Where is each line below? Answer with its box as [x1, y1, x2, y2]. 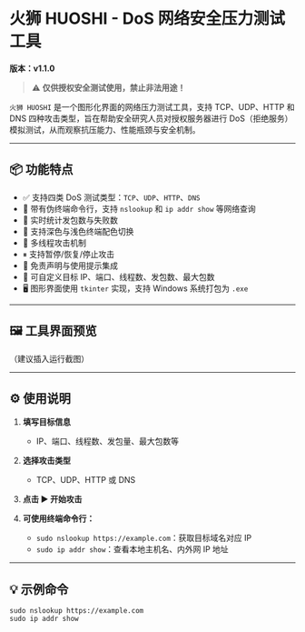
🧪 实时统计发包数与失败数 [22, 215, 118, 226]
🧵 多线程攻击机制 [22, 237, 86, 248]
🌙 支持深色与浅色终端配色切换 [22, 226, 134, 236]
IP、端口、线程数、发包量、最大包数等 [35, 436, 180, 446]
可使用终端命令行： [22, 513, 95, 524]
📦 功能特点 [9, 162, 74, 177]
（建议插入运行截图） [9, 353, 89, 364]
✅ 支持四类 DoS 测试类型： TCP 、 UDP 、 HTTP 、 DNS [22, 192, 202, 203]
